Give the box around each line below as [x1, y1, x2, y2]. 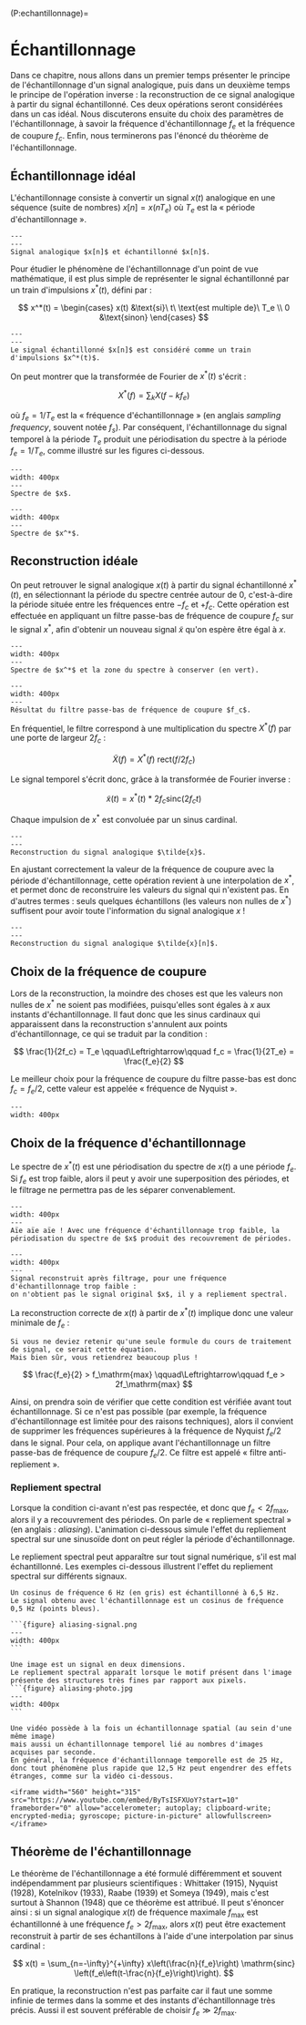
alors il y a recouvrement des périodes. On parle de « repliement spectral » [10, 1514, 292, 1525]
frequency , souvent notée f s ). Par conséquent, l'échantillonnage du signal [10, 421, 288, 435]
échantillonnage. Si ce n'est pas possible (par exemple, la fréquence [10, 1405, 268, 1416]
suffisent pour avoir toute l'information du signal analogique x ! [10, 906, 246, 917]
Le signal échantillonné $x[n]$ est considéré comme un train [10, 345, 251, 355]
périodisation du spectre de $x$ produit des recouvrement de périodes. [10, 1234, 292, 1243]
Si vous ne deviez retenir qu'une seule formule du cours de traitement [10, 1337, 292, 1346]
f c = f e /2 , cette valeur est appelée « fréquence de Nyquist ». [10, 1083, 238, 1096]
